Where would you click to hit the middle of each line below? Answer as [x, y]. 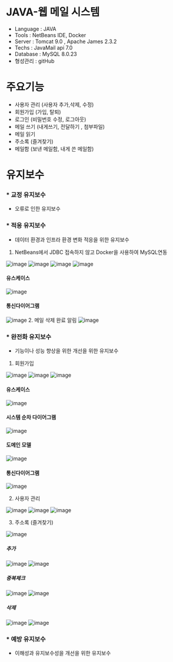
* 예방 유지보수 [26, 639]
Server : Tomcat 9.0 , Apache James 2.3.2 [66, 41]
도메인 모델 [19, 445]
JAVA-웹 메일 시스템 [53, 12]
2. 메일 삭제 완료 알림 [53, 320]
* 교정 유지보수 [26, 194]
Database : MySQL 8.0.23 [46, 54]
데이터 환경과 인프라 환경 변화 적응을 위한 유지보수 [72, 239]
